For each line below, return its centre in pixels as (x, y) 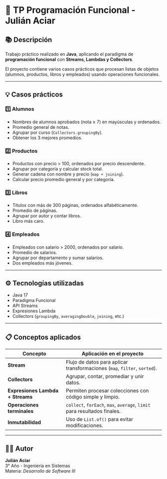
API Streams (25, 306)
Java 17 (20, 295)
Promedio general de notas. (41, 127)
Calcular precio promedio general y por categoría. (64, 179)
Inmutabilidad (24, 422)
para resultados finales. (93, 411)
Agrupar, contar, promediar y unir (105, 377)
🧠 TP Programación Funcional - (70, 10)
